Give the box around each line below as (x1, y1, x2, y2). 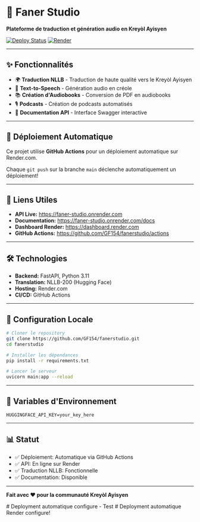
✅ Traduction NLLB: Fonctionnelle (14, 466, 98, 474)
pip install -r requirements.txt (6, 358, 89, 364)
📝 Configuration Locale (6, 314, 93, 325)
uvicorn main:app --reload (6, 374, 73, 380)
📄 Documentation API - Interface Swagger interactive (14, 109, 148, 116)
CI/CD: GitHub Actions (14, 291, 70, 298)
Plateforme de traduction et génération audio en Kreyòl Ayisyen (6, 25, 167, 32)
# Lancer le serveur (6, 368, 58, 374)
